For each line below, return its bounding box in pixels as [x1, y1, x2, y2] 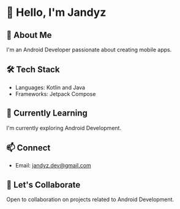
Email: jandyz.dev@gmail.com [15, 162, 91, 169]
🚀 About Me [6, 30, 52, 40]
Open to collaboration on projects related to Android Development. [6, 196, 174, 204]
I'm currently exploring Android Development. [6, 124, 121, 131]
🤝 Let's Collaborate [6, 180, 81, 190]
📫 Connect [6, 143, 51, 153]
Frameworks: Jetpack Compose [15, 90, 96, 97]
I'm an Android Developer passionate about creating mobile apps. [6, 46, 172, 53]
